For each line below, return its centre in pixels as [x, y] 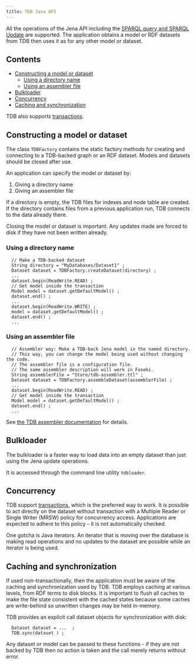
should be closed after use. [39, 162]
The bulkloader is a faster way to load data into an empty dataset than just [96, 454]
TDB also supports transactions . [45, 116]
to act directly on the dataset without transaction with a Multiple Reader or [96, 512]
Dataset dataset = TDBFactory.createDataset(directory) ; [84, 270]
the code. [18, 359]
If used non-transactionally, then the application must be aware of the [91, 581]
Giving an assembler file [44, 191]
